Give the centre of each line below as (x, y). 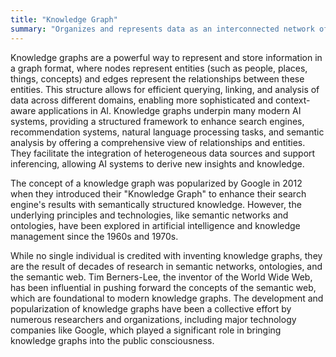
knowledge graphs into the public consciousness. (112, 340)
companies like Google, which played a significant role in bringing (146, 330)
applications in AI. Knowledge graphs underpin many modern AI (170, 110)
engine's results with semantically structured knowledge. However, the (156, 204)
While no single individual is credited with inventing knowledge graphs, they (166, 255)
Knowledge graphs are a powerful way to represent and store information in (166, 57)
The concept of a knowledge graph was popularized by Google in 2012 (156, 183)
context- (292, 100)
